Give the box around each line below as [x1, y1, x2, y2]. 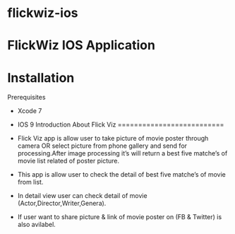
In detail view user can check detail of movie [17, 192, 147, 200]
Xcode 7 [17, 107, 42, 115]
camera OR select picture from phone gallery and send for [17, 141, 188, 150]
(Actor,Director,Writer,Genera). [17, 199, 107, 208]
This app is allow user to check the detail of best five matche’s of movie [17, 170, 226, 179]
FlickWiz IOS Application [7, 37, 155, 54]
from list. [17, 178, 44, 187]
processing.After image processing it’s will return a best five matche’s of [17, 149, 228, 158]
